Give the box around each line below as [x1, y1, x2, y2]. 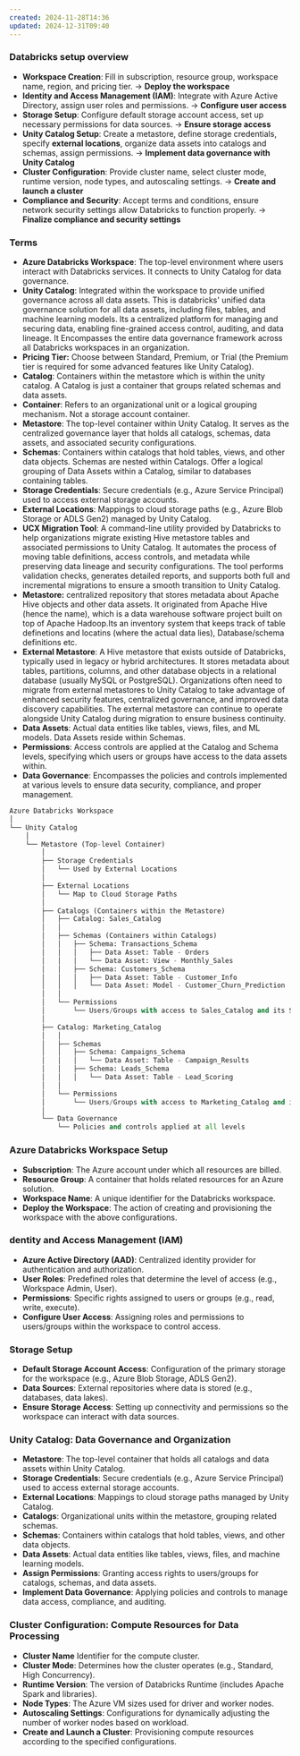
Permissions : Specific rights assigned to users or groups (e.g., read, [21, 1292, 275, 1303]
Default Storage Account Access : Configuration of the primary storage [21, 1364, 286, 1375]
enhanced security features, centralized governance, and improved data [21, 695, 288, 705]
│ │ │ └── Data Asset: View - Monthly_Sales [41, 956, 234, 965]
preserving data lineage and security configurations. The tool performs [21, 561, 284, 572]
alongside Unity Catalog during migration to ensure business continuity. [21, 713, 287, 724]
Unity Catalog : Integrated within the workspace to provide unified [21, 286, 265, 296]
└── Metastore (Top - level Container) [25, 840, 166, 848]
